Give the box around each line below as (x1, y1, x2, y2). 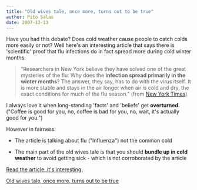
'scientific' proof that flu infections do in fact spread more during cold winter (6, 48, 192, 55)
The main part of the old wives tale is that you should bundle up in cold (14, 148, 188, 155)
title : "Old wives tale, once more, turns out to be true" (6, 8, 154, 15)
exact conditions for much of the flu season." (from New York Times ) (20, 90, 188, 97)
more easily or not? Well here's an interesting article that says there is (6, 42, 175, 49)
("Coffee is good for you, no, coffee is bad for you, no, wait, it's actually (6, 108, 179, 115)
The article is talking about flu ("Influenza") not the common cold (14, 137, 172, 144)
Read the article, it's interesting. (6, 166, 84, 173)
